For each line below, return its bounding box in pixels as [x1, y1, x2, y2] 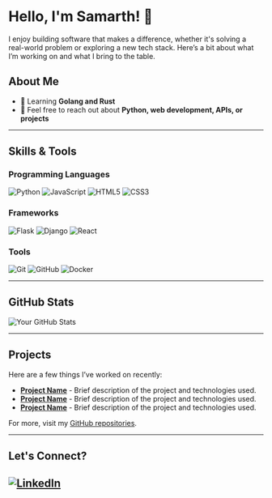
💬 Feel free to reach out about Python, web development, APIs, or [19, 104, 243, 114]
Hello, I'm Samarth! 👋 [8, 7, 154, 26]
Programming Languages [8, 169, 111, 181]
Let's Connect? [8, 449, 87, 463]
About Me [8, 74, 59, 88]
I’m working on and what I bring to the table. [8, 51, 155, 61]
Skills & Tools [8, 145, 77, 159]
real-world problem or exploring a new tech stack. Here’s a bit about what [8, 42, 254, 52]
